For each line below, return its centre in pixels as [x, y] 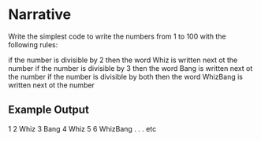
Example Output [48, 110]
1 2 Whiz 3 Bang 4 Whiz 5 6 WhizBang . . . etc [82, 128]
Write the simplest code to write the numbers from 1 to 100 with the [117, 36]
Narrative [40, 15]
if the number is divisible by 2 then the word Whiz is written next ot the [123, 60]
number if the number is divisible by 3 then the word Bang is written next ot [130, 68]
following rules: [33, 44]
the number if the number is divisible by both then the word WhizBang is [125, 76]
